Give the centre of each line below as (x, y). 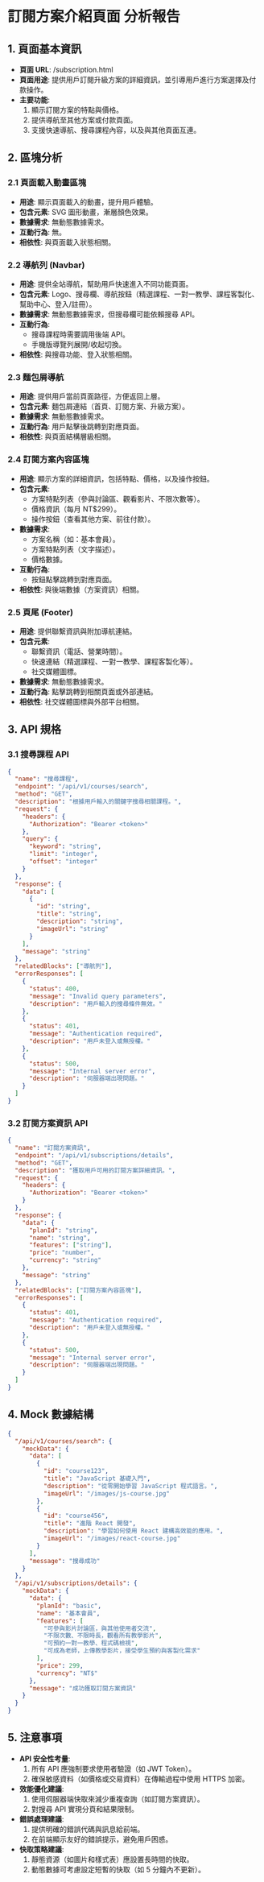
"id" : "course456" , (76, 1516)
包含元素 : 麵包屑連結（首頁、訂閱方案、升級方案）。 (104, 407)
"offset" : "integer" (63, 862)
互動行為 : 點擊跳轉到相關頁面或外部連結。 (88, 691)
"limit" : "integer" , (63, 854)
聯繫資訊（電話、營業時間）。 (79, 651)
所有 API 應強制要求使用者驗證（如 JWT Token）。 (113, 1768)
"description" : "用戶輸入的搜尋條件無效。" (95, 1003)
